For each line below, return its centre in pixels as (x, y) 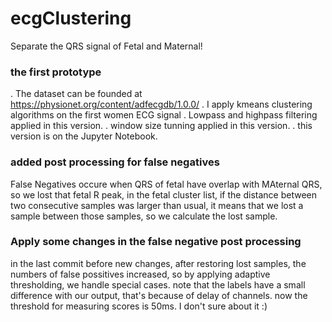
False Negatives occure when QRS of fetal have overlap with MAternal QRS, (166, 184)
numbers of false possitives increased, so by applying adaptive (140, 274)
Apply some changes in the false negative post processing (156, 242)
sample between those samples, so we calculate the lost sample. (144, 216)
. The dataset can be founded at (76, 94)
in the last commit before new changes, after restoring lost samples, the (158, 263)
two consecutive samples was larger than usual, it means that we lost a (157, 205)
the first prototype (56, 72)
